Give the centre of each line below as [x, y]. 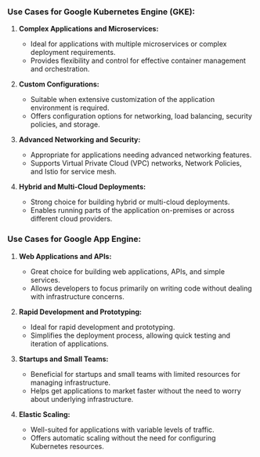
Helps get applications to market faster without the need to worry [136, 390]
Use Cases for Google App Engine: [74, 239]
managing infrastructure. [70, 382]
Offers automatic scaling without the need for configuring [123, 437]
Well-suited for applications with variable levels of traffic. [122, 430]
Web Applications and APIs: [65, 256]
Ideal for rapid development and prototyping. [103, 327]
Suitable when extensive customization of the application [123, 100]
